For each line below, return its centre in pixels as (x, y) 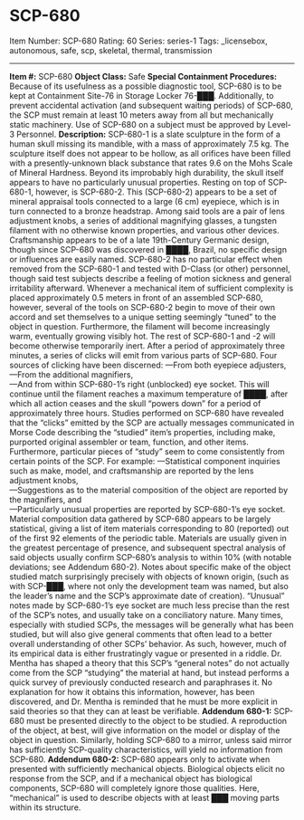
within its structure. (45, 807)
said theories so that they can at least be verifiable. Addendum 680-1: (141, 710)
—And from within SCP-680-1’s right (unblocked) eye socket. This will (139, 384)
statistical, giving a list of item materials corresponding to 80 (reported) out (149, 528)
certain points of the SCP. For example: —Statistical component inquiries (145, 461)
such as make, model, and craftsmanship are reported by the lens (132, 471)
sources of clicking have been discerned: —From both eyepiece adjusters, (148, 365)
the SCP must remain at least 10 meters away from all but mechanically (142, 115)
